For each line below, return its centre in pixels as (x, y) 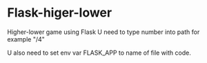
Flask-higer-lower (60, 13)
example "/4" (26, 39)
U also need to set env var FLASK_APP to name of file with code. (99, 53)
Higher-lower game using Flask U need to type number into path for (103, 32)
